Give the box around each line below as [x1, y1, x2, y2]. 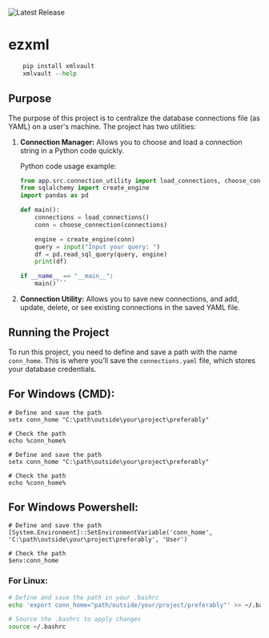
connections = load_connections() [34, 213, 150, 221]
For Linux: [8, 575, 48, 587]
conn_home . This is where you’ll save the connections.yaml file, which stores [8, 355, 256, 365]
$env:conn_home [8, 557, 59, 565]
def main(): [19, 206, 60, 214]
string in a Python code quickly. [19, 145, 124, 155]
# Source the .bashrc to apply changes [8, 616, 142, 624]
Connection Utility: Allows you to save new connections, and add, [19, 294, 239, 304]
